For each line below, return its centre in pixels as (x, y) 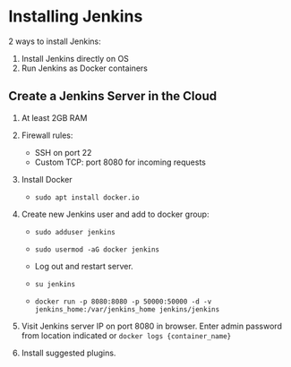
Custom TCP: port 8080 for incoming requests (120, 162)
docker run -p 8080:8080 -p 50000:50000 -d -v (123, 302)
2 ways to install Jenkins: (55, 41)
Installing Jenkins (76, 17)
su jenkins (55, 284)
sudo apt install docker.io (87, 197)
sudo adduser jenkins (75, 232)
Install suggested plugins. (68, 353)
